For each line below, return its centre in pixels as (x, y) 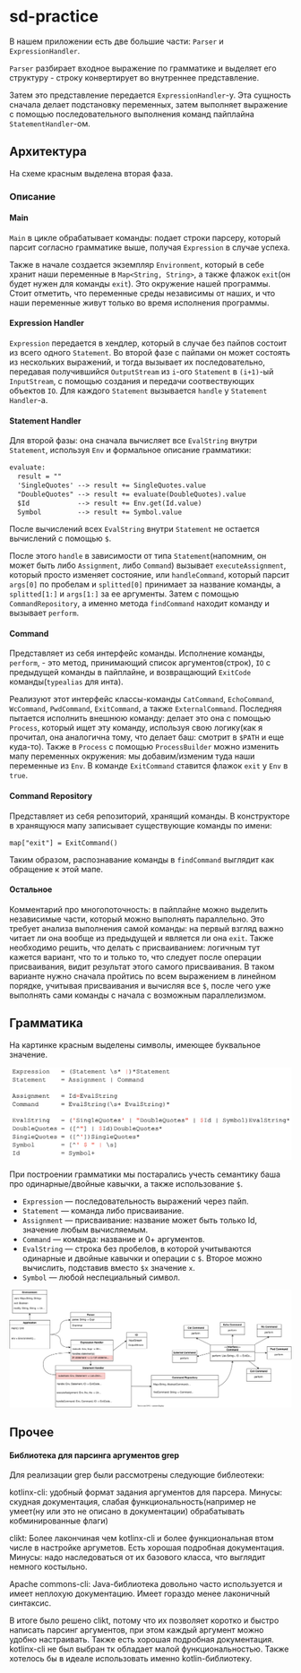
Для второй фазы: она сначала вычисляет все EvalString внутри (133, 441)
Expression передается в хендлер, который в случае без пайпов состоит (148, 343)
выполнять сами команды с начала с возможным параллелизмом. (138, 995)
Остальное (31, 889)
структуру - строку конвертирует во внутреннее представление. (134, 77)
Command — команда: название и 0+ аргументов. (113, 1239)
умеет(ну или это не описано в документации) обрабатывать (127, 1512)
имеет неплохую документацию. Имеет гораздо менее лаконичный (140, 1594)
